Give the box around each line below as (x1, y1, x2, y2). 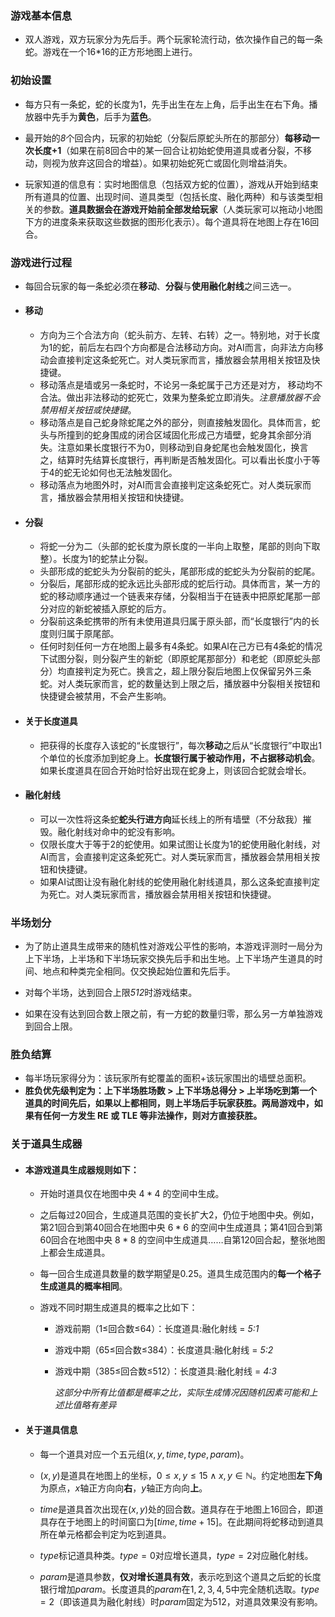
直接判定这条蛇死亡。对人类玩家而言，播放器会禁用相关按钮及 (57, 354, 312, 366)
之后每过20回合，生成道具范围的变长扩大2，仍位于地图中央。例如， (39, 1209, 320, 1221)
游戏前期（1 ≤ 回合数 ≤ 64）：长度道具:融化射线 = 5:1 (54, 1323, 260, 1335)
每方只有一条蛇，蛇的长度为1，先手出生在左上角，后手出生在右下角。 (24, 98, 310, 110)
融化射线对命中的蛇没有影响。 (57, 825, 181, 837)
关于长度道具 (24, 715, 78, 727)
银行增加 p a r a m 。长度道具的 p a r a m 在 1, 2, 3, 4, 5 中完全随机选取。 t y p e (39, 1583, 320, 1595)
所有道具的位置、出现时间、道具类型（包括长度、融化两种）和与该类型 (24, 190, 315, 202)
